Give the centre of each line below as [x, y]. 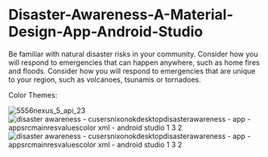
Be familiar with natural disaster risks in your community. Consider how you [134, 54]
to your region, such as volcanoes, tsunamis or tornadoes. [105, 79]
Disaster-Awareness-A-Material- [121, 15]
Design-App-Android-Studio [106, 32]
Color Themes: [33, 95]
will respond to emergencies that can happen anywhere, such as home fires [134, 62]
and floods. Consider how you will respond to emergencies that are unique [132, 70]
